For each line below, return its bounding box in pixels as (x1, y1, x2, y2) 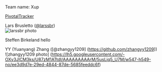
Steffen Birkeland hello (5, 37, 51, 43)
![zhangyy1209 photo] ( (5, 51, 52, 57)
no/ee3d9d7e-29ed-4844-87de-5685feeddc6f (5, 62, 100, 67)
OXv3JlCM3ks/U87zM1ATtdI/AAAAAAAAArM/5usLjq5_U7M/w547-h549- (5, 57, 151, 62)
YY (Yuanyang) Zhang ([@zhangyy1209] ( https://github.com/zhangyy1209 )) (5, 47, 157, 52)
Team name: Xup (5, 4, 39, 10)
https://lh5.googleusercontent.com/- (52, 51, 125, 57)
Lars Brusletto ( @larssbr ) (5, 23, 55, 28)
